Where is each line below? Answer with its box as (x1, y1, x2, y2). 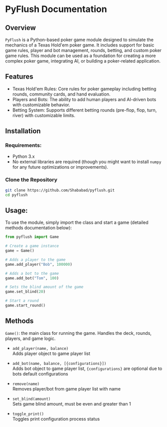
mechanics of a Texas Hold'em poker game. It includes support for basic (5, 42, 155, 48)
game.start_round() (5, 303, 46, 308)
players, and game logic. (5, 335, 56, 341)
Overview (5, 24, 36, 32)
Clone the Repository (5, 176, 58, 183)
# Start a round (5, 298, 39, 303)
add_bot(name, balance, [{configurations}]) (12, 361, 107, 366)
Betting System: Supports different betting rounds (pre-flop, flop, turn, (12, 107, 157, 113)
